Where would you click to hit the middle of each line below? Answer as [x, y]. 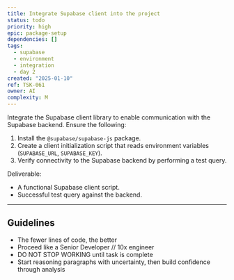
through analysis [41, 269]
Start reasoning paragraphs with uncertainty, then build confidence [114, 262]
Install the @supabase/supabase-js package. [79, 138]
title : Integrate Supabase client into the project [84, 14]
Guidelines [31, 223]
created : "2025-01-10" [40, 78]
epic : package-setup [37, 33]
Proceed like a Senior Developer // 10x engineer [86, 247]
